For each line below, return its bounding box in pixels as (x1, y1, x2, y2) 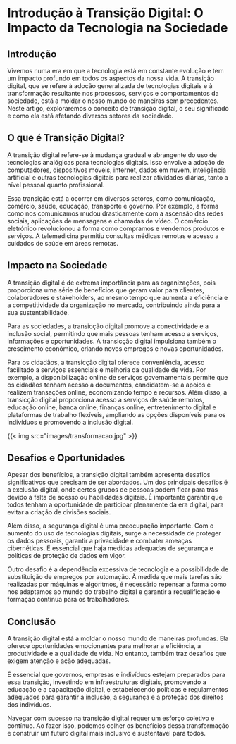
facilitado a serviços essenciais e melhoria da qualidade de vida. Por (7, 365, 206, 374)
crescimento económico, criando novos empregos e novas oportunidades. (7, 344, 224, 353)
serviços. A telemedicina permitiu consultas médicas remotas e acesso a (7, 231, 219, 240)
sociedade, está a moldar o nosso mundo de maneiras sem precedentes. (7, 97, 219, 105)
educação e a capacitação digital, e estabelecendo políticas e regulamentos (7, 686, 229, 694)
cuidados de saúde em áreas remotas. (7, 239, 118, 247)
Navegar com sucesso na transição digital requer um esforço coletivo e (7, 714, 215, 723)
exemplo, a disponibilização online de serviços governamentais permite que (7, 373, 228, 381)
